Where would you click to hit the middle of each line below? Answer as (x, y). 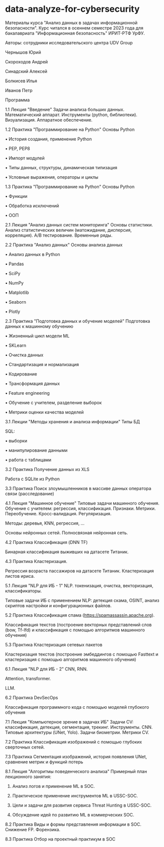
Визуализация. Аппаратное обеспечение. (49, 120)
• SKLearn (16, 345)
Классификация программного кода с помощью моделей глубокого (77, 707)
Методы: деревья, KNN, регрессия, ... (45, 523)
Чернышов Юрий (23, 52)
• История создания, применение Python (49, 139)
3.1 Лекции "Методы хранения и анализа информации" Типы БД (73, 421)
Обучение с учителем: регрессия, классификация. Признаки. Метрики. (81, 508)
